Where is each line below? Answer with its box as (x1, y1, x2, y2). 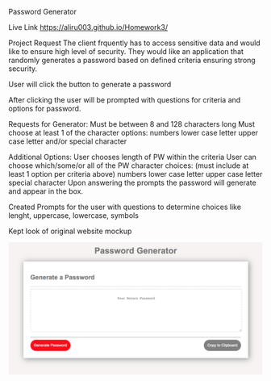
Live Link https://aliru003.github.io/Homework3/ (8, 23, 168, 31)
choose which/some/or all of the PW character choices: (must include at (8, 161, 249, 170)
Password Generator (8, 7, 77, 16)
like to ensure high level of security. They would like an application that (8, 47, 244, 56)
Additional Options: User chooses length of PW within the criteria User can (8, 153, 256, 161)
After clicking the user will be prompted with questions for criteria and (8, 95, 241, 104)
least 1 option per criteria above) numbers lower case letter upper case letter (8, 170, 263, 178)
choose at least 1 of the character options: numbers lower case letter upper (8, 128, 259, 137)
